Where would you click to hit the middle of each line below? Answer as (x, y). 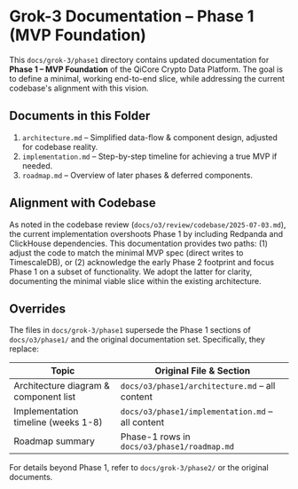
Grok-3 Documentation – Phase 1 (132, 16)
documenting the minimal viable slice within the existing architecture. (135, 280)
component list (45, 397)
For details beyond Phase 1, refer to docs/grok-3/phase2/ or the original (139, 468)
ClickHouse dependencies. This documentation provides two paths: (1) (139, 243)
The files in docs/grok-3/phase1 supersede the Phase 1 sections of (130, 330)
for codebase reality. (60, 146)
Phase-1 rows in (155, 437)
